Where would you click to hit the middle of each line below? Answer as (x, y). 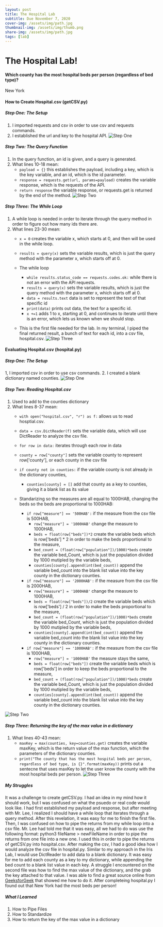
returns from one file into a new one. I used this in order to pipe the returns (80, 839)
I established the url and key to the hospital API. (60, 135)
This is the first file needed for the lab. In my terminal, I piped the (84, 328)
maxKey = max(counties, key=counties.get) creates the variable (83, 743)
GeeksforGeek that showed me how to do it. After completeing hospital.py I (80, 881)
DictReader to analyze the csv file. (54, 436)
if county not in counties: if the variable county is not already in (86, 470)
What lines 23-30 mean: (36, 229)
